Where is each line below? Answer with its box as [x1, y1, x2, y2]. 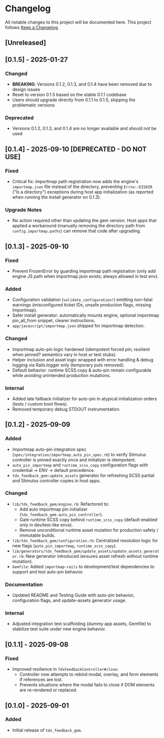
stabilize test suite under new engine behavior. [12, 626, 106, 632]
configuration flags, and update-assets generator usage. [12, 598, 127, 603]
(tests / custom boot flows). [12, 401, 68, 407]
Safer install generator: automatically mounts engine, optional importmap [12, 312, 160, 318]
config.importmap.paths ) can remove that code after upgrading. [12, 228, 141, 234]
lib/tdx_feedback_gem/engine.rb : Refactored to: [12, 501, 109, 507]
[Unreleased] [5, 39, 47, 47]
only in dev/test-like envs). [19, 521, 73, 528]
